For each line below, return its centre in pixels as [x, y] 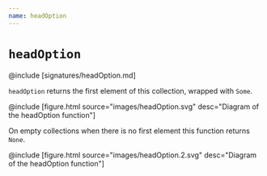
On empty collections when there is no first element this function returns [129, 131]
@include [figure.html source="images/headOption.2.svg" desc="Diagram [133, 155]
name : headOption [38, 16]
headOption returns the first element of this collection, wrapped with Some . [131, 90]
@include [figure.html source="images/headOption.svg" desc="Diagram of [134, 107]
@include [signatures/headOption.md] [72, 75]
